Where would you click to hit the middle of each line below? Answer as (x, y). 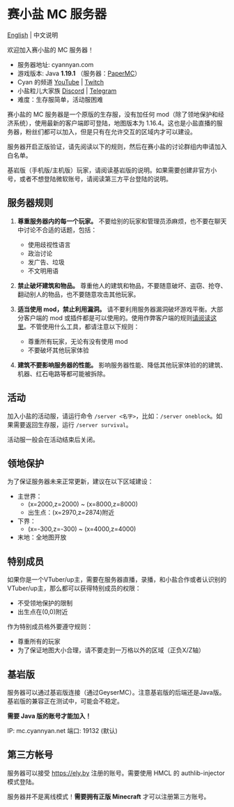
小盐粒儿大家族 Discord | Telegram (67, 91)
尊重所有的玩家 (39, 642)
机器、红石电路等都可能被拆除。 (63, 373)
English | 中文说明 (33, 35)
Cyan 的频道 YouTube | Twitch (61, 82)
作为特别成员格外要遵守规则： (50, 627)
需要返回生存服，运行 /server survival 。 (72, 424)
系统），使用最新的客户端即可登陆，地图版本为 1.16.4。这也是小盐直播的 (115, 123)
